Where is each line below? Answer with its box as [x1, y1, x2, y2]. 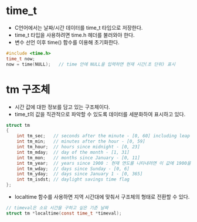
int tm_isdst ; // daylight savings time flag [16, 176, 130, 182]
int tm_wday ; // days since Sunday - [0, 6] [16, 165, 130, 172]
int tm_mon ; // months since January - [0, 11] [16, 155, 141, 161]
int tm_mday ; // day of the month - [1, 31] [16, 149, 130, 155]
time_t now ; [6, 56, 35, 62]
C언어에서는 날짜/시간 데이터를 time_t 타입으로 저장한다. [14, 24, 143, 31]
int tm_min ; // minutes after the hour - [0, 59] [16, 138, 145, 144]
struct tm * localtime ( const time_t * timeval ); [6, 210, 122, 216]
